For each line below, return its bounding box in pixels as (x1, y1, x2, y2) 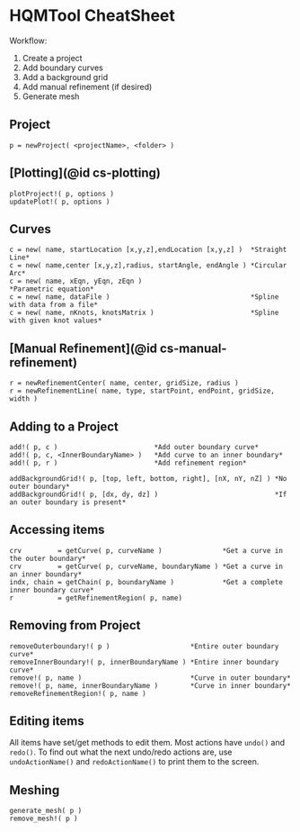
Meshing (9, 782, 60, 798)
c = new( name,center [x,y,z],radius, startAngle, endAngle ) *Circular (9, 261, 287, 270)
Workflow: (9, 35, 48, 46)
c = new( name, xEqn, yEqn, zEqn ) (9, 276, 143, 286)
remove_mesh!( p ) (9, 814, 78, 824)
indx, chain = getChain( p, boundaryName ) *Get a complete (9, 577, 283, 586)
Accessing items (9, 522, 105, 538)
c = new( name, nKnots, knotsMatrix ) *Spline (9, 308, 279, 318)
